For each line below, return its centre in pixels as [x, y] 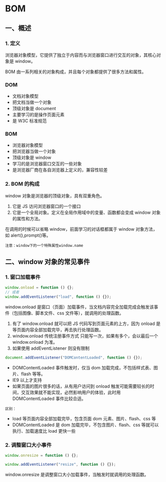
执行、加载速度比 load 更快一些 [44, 431]
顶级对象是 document [34, 109]
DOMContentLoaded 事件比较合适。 [49, 399]
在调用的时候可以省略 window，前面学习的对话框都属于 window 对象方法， [81, 229]
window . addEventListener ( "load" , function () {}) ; [58, 297]
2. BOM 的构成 [22, 184]
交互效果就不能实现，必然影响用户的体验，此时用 [71, 392]
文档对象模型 [25, 96]
